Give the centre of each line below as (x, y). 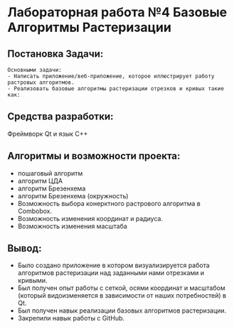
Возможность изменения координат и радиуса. (90, 218)
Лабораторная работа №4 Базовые (117, 12)
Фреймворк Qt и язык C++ (48, 134)
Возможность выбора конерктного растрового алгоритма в (109, 203)
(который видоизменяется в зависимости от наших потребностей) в (122, 296)
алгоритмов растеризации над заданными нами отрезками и (111, 273)
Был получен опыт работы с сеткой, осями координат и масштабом (121, 288)
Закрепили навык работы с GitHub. (71, 318)
